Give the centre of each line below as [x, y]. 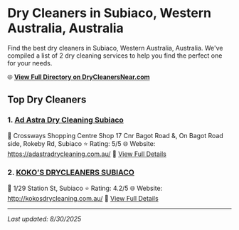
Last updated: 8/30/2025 [44, 219]
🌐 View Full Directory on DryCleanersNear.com [79, 77]
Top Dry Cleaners [47, 100]
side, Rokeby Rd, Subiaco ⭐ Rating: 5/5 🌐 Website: [81, 143]
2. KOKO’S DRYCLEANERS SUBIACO [71, 172]
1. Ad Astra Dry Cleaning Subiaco [66, 120]
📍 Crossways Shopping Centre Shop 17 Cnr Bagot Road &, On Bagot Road [116, 135]
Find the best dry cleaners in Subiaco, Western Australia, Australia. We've [115, 48]
